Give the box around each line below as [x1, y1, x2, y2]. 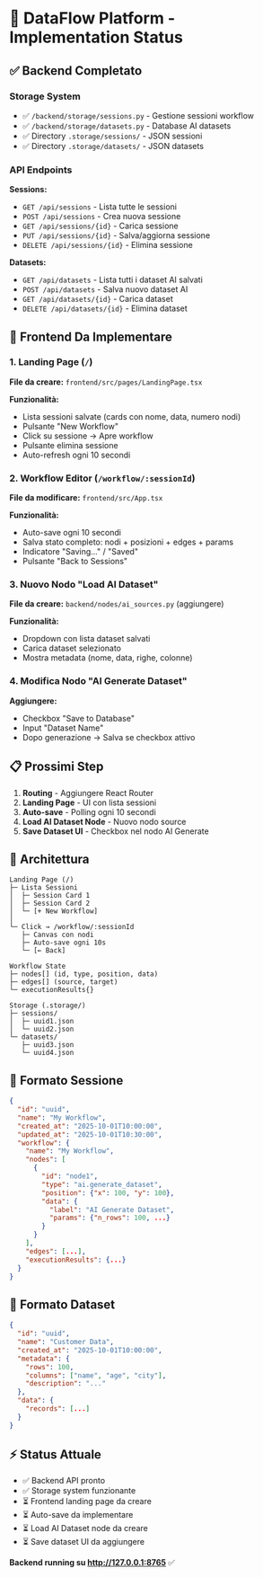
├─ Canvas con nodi [21, 930, 94, 940]
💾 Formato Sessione [9, 1073, 124, 1088]
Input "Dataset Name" [22, 722, 104, 733]
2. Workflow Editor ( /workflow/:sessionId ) [9, 472, 196, 484]
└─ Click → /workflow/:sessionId [9, 923, 135, 932]
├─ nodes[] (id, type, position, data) [9, 970, 159, 979]
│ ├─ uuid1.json [9, 1017, 75, 1026]
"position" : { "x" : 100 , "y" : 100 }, [41, 1188, 175, 1198]
